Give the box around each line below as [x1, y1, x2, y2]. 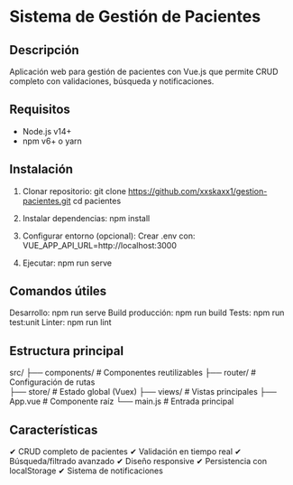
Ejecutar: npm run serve [22, 257, 113, 268]
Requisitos [9, 102, 70, 117]
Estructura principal [9, 343, 124, 359]
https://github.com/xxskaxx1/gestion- [127, 185, 268, 196]
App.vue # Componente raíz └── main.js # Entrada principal [9, 396, 234, 407]
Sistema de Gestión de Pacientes [9, 6, 261, 27]
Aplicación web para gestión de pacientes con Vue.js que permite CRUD [9, 66, 279, 77]
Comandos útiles [9, 284, 107, 299]
